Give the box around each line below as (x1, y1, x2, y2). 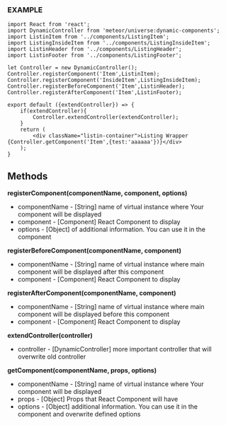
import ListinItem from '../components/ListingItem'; (7, 33, 170, 40)
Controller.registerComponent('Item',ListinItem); (7, 71, 160, 78)
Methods (7, 170, 48, 182)
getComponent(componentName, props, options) (7, 366, 157, 375)
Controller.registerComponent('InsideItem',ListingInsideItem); (7, 76, 201, 84)
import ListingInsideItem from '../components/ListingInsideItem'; (7, 40, 211, 47)
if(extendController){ (20, 107, 87, 115)
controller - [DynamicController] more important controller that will (17, 345, 212, 354)
